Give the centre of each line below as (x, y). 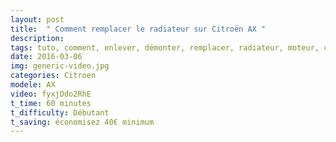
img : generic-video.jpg (60, 66)
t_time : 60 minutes (51, 103)
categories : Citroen (53, 76)
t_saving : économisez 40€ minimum (82, 122)
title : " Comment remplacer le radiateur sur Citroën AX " (138, 29)
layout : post (37, 19)
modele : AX (33, 85)
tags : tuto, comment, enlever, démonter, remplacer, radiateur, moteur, (165, 47)
